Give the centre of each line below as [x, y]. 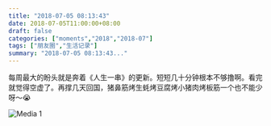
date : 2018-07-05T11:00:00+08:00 [65, 23]
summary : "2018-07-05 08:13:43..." [68, 53]
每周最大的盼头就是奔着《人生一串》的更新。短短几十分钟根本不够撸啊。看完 [135, 77]
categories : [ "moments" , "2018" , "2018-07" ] [81, 38]
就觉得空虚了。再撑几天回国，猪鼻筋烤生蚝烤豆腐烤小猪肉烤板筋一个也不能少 [135, 87]
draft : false [30, 31]
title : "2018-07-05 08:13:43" [59, 16]
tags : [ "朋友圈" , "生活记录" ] [53, 46]
